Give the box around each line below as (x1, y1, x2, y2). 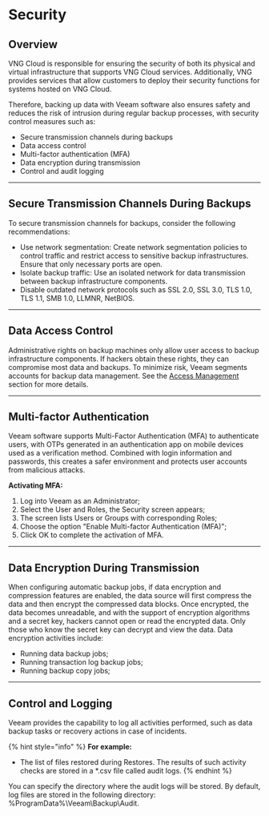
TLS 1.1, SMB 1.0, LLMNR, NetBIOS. (19, 293, 135, 303)
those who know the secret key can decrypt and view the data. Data (8, 625, 234, 634)
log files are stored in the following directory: (8, 790, 156, 800)
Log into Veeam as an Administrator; (19, 496, 140, 506)
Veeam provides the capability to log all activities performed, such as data (8, 718, 253, 728)
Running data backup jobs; (19, 649, 109, 658)
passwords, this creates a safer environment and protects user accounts (8, 456, 247, 466)
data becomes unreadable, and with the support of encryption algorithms (8, 608, 251, 617)
